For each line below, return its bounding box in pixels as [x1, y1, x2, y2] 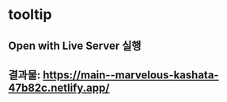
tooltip [8, 6, 52, 24]
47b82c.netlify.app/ [8, 81, 110, 94]
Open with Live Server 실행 [8, 39, 142, 52]
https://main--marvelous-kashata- [42, 68, 219, 81]
